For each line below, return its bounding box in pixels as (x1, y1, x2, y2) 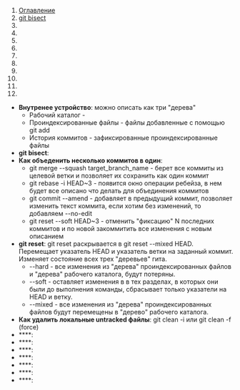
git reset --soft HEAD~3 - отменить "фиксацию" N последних (29, 217, 215, 225)
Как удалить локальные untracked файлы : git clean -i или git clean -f (18, 315, 231, 324)
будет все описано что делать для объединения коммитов (29, 187, 209, 195)
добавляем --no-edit (29, 210, 92, 217)
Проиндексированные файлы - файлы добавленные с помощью (29, 118, 225, 127)
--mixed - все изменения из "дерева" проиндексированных (29, 300, 212, 309)
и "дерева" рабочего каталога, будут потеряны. (29, 270, 176, 278)
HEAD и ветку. (29, 292, 74, 301)
